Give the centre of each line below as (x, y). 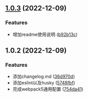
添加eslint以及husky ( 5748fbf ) (44, 83)
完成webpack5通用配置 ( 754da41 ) (48, 89)
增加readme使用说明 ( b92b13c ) (45, 34)
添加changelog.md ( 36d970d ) (43, 77)
